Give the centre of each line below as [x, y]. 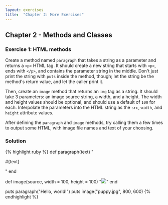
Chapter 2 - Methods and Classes [59, 35]
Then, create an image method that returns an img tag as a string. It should [81, 92]
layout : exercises [24, 10]
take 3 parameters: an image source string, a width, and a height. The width [83, 97]
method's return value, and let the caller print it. [54, 82]
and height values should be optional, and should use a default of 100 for [80, 102]
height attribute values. [29, 113]
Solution [16, 141]
